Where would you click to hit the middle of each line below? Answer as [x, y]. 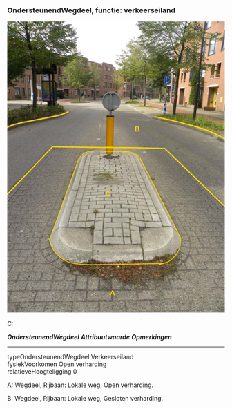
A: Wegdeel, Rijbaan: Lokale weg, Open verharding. [80, 385]
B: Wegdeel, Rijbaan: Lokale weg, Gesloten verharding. [85, 398]
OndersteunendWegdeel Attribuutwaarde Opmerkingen [89, 336]
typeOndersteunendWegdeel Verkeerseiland [70, 356]
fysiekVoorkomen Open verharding [57, 364]
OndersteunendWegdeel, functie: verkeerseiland [91, 10]
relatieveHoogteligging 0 [42, 371]
